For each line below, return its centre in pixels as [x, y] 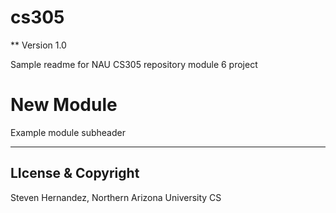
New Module [64, 105]
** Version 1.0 [38, 45]
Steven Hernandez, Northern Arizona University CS [116, 197]
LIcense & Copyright [75, 173]
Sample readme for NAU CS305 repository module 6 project [134, 64]
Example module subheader [68, 132]
